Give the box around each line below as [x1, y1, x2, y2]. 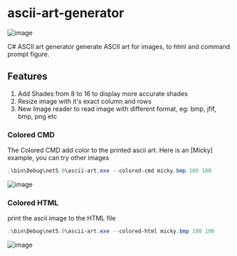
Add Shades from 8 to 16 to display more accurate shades [17, 89, 189, 97]
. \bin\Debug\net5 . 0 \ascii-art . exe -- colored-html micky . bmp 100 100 [7, 228, 215, 235]
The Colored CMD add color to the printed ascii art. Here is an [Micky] [7, 146, 214, 154]
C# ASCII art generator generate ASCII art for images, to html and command [7, 42, 231, 50]
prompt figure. [7, 50, 50, 58]
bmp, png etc [17, 112, 58, 120]
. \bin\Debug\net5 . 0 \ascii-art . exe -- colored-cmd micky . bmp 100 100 [7, 167, 212, 175]
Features [7, 70, 48, 82]
